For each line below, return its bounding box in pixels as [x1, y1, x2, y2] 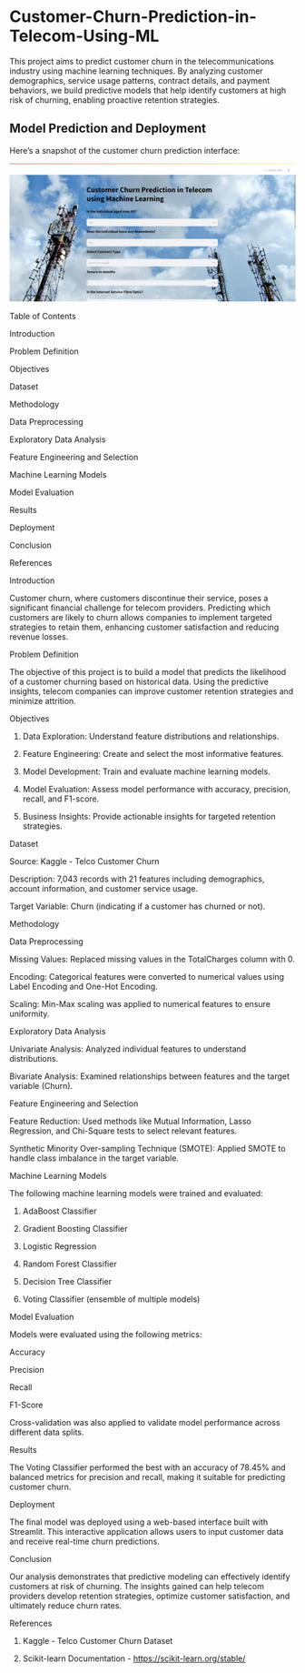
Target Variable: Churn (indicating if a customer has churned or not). [9, 901, 266, 912]
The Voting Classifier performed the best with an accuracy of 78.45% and [9, 1462, 286, 1473]
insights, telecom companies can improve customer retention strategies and [9, 685, 294, 697]
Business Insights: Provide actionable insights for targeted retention [22, 811, 276, 821]
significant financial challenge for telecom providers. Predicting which [9, 602, 271, 613]
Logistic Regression [22, 1240, 97, 1252]
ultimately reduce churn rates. [9, 1599, 123, 1611]
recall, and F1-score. [22, 793, 100, 804]
